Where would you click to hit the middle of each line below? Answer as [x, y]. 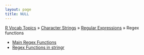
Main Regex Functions [34, 42]
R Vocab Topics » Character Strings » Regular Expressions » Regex [72, 27]
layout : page [18, 9]
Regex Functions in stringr [38, 47]
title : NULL [17, 14]
